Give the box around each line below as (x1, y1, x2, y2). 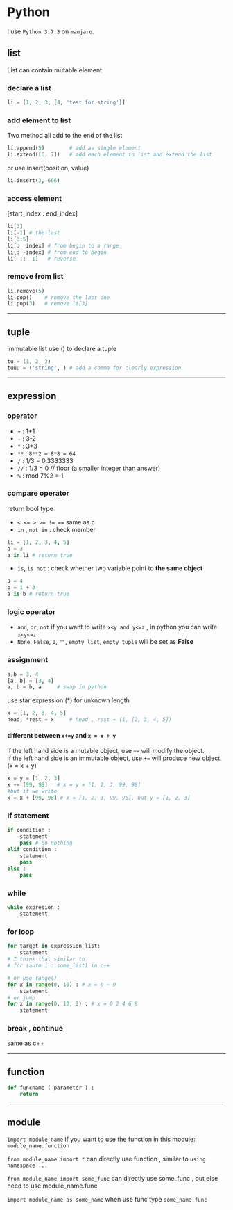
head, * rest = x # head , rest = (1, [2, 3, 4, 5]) (7, 716, 172, 723)
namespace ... (7, 1162, 49, 1169)
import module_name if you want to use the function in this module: (7, 1135, 196, 1143)
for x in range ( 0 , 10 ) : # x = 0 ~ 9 (7, 981, 116, 988)
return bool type (7, 504, 53, 513)
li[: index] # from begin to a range (7, 242, 119, 249)
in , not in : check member (17, 525, 96, 533)
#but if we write (7, 788, 58, 795)
